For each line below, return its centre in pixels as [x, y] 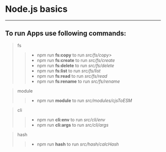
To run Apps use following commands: [66, 33]
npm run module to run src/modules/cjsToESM [84, 101]
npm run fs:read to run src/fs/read [72, 76]
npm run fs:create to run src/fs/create [76, 60]
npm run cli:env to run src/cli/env [71, 119]
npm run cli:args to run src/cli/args [73, 125]
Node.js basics [36, 9]
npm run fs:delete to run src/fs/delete [76, 65]
